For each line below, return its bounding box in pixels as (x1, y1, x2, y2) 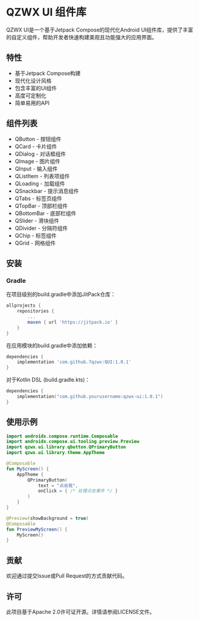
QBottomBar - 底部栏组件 (14, 209, 77, 217)
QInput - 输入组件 (14, 165, 58, 172)
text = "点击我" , (37, 483, 78, 488)
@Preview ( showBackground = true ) (6, 515, 89, 521)
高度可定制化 (14, 92, 46, 99)
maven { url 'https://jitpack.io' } (27, 319, 118, 325)
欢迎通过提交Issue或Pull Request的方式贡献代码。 (6, 572, 128, 579)
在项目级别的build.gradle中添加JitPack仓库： (6, 291, 116, 298)
